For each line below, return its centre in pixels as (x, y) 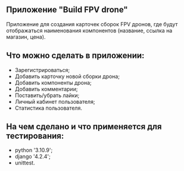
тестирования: (35, 136)
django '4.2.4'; (32, 157)
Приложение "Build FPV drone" (67, 10)
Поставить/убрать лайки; (47, 95)
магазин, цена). (26, 37)
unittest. (25, 163)
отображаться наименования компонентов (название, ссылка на (89, 30)
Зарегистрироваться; (42, 70)
